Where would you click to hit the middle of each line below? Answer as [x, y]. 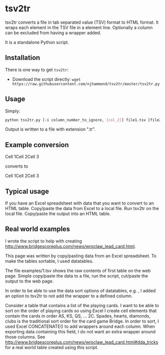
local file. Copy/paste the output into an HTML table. [58, 214]
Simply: [13, 111]
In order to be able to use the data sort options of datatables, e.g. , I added [81, 290]
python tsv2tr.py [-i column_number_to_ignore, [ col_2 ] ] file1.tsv [76, 120]
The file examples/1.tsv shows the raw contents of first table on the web [78, 270]
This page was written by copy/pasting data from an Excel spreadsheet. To [81, 256]
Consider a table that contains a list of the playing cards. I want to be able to [82, 305]
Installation [23, 58]
